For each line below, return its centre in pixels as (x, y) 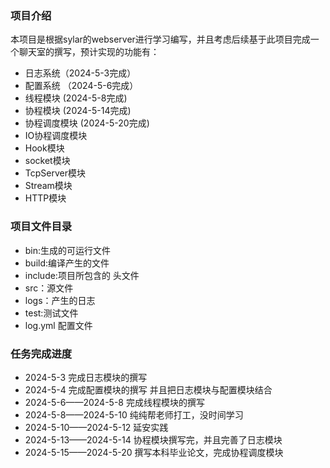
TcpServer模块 (55, 173)
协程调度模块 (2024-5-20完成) (87, 123)
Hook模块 (44, 148)
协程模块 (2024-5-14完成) (78, 111)
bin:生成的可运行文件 (68, 250)
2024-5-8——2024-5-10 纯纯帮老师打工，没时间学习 (134, 414)
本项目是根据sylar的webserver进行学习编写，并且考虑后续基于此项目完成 (160, 39)
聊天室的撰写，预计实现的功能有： (89, 52)
